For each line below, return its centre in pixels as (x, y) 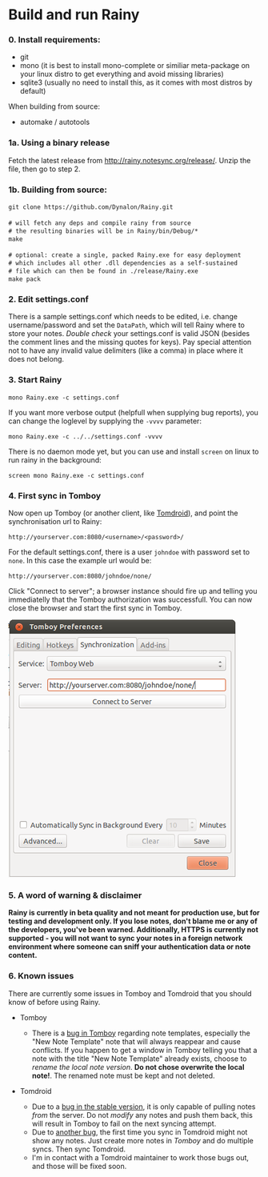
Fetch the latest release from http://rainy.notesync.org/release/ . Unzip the (130, 160)
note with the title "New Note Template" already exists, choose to (139, 1059)
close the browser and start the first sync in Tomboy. (95, 608)
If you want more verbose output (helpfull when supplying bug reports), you (133, 412)
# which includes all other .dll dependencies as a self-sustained (123, 263)
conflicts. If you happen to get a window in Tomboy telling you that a (144, 1050)
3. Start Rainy (35, 380)
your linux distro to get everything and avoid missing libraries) (122, 74)
